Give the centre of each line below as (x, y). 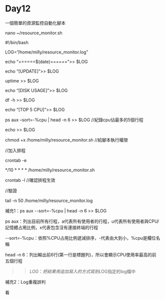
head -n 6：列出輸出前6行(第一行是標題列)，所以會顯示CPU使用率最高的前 (81, 254)
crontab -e (16, 160)
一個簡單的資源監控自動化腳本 (35, 23)
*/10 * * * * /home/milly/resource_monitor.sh (50, 170)
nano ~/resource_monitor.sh (34, 33)
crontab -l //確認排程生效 (30, 180)
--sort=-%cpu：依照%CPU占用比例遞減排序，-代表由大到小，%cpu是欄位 (81, 238)
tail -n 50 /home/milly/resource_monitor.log (49, 200)
